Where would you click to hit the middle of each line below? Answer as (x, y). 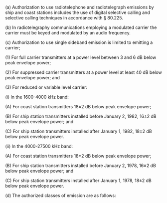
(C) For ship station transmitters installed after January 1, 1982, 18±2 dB (79, 131)
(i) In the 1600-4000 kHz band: (37, 97)
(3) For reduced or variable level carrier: (46, 87)
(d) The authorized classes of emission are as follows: (61, 196)
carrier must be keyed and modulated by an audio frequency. (68, 33)
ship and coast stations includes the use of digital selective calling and (78, 12)
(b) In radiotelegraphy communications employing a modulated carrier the (81, 27)
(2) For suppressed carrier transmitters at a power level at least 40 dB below (83, 72)
